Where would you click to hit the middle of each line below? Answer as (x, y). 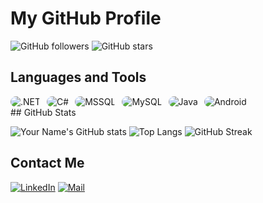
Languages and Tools (78, 77)
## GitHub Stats (43, 112)
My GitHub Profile (86, 18)
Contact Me (47, 163)
